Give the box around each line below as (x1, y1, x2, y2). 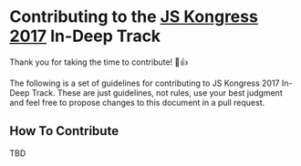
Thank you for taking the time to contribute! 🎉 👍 (9, 57, 189, 67)
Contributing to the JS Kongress (9, 6, 258, 27)
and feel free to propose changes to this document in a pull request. (9, 97, 265, 108)
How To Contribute (9, 123, 119, 139)
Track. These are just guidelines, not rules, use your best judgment (31, 87, 283, 98)
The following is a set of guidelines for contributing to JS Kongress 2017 (9, 78, 280, 88)
